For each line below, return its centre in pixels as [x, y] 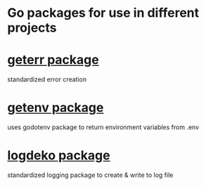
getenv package [56, 108]
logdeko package [59, 155]
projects [32, 28]
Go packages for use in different [103, 13]
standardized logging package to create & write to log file [90, 175]
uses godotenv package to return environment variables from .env [103, 127]
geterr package [53, 60]
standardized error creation [47, 79]
